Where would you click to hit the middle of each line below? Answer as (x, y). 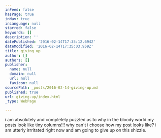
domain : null (23, 74)
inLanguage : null (23, 23)
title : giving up (23, 51)
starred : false (21, 28)
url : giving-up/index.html (33, 97)
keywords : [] (18, 33)
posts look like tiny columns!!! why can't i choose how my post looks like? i (81, 125)
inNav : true (17, 19)
